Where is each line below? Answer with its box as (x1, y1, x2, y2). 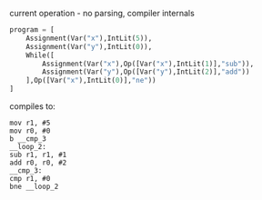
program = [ (9, 25, 55, 35)
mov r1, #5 (9, 118, 51, 127)
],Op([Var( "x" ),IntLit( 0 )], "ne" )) (25, 76, 156, 85)
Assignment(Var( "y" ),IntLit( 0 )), (25, 42, 153, 51)
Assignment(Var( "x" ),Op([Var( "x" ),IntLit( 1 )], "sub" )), (42, 59, 255, 68)
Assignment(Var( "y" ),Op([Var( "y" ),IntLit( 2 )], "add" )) (42, 67, 250, 76)
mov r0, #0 (9, 126, 51, 135)
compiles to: (9, 101, 56, 112)
